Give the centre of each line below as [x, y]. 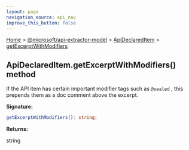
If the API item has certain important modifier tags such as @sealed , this [95, 89]
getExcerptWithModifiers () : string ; [52, 118]
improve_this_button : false [41, 23]
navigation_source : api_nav [41, 17]
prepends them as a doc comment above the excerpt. [72, 95]
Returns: [17, 129]
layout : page [22, 12]
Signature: [19, 107]
